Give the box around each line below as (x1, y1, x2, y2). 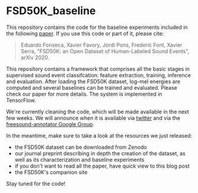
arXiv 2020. (20, 54, 50, 61)
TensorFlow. (6, 96, 36, 104)
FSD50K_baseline (6, 4, 96, 18)
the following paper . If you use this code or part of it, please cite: (6, 30, 164, 37)
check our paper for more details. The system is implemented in (6, 90, 162, 97)
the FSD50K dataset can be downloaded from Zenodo (14, 143, 147, 151)
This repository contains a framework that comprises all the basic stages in (6, 65, 190, 72)
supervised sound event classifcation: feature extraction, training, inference (6, 71, 191, 78)
